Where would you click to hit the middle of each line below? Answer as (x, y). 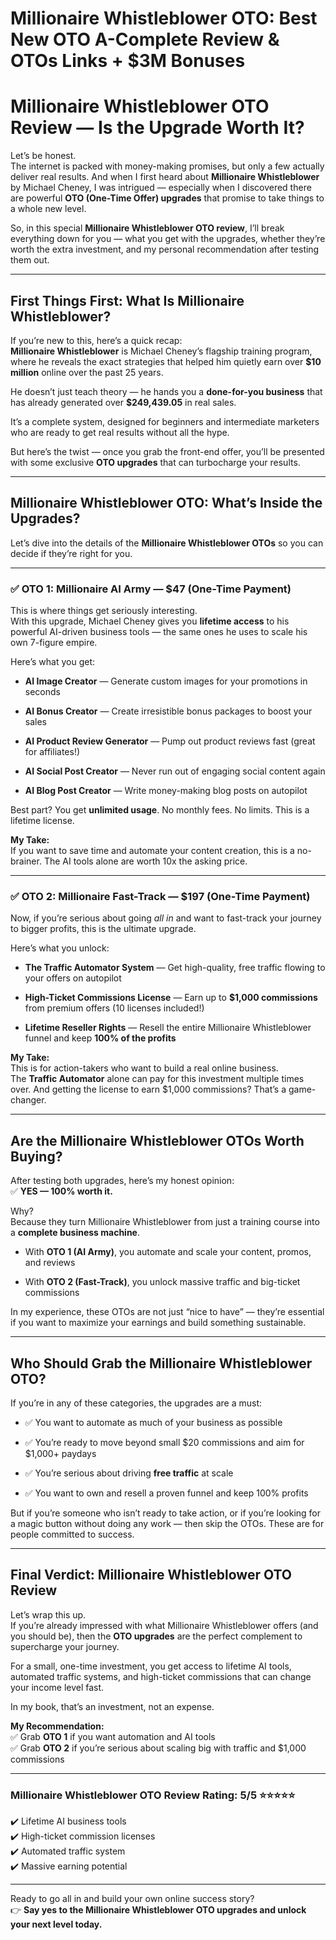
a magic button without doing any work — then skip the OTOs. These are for (167, 1523)
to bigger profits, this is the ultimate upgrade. (103, 929)
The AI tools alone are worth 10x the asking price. (145, 861)
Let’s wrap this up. (48, 1614)
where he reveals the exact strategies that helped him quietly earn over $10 (166, 361)
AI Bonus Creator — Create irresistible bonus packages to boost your (168, 711)
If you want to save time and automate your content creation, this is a (152, 851)
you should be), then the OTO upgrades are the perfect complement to (156, 1636)
